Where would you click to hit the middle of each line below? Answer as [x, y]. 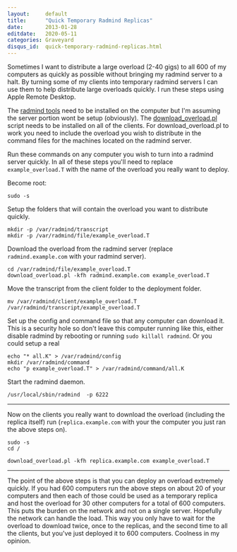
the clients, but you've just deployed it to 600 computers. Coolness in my [114, 533]
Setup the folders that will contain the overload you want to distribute [108, 209]
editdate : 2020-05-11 [42, 34]
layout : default [38, 14]
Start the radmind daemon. [47, 382]
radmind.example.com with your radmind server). [77, 256]
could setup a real [34, 343]
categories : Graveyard [41, 40]
